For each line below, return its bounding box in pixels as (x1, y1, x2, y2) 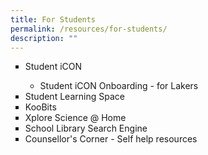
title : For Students (10, 14, 97, 25)
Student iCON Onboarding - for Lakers (39, 80, 199, 92)
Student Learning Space (24, 91, 125, 103)
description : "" (10, 33, 78, 43)
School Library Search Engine (24, 122, 148, 135)
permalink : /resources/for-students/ (10, 24, 168, 34)
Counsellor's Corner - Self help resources (24, 133, 198, 145)
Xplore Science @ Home (24, 112, 127, 124)
